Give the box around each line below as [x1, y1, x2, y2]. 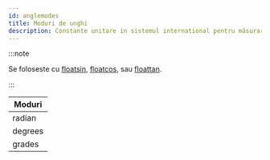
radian [12, 113, 37, 124]
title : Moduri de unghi [8, 19, 88, 27]
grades [12, 138, 39, 150]
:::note [8, 49, 30, 59]
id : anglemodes [8, 11, 59, 20]
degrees [12, 125, 44, 137]
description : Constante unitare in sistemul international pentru [8, 27, 235, 35]
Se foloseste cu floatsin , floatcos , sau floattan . [8, 64, 162, 74]
